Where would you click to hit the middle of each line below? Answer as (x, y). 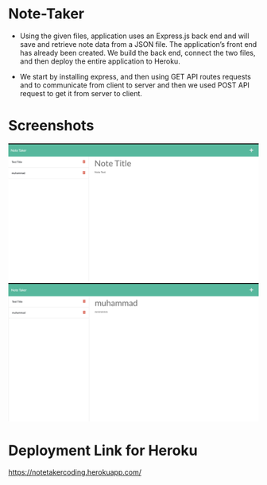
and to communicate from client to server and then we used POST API (135, 85)
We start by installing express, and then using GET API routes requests (135, 76)
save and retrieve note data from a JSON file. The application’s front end (138, 44)
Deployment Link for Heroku (103, 450)
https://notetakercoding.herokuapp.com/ (75, 472)
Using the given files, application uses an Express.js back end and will (134, 36)
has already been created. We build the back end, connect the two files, (137, 52)
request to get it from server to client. (81, 93)
